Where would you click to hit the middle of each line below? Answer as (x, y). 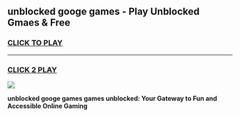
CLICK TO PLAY (35, 43)
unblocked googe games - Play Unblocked (104, 12)
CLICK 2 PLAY (32, 69)
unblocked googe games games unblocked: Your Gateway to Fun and (112, 98)
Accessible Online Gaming (47, 106)
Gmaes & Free (39, 23)
